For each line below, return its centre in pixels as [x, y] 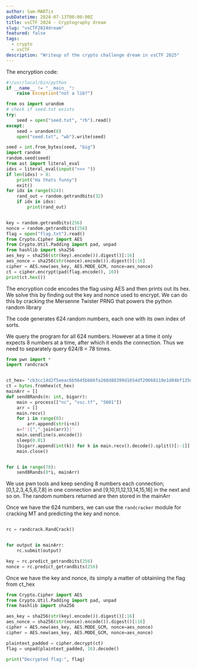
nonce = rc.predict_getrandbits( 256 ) [52, 567]
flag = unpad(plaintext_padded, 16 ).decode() [62, 649]
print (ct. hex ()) [26, 277]
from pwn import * [28, 359]
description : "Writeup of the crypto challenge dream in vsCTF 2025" [93, 55]
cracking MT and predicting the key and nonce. [63, 514]
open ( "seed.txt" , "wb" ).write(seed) [62, 137]
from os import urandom [35, 104]
